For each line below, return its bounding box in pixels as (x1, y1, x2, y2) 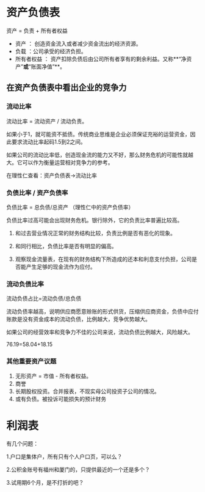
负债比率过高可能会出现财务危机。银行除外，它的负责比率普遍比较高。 (6, 216, 183, 224)
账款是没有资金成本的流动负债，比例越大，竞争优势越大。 (6, 315, 151, 323)
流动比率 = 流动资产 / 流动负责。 (6, 117, 88, 125)
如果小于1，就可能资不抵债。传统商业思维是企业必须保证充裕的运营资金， (6, 130, 190, 138)
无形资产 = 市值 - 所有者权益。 (15, 372, 92, 380)
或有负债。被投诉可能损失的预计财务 (15, 395, 107, 402)
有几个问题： (6, 440, 38, 447)
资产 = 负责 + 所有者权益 (6, 27, 68, 34)
